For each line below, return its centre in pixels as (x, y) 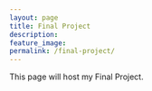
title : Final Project (50, 26)
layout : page (34, 18)
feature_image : (38, 43)
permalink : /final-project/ (62, 51)
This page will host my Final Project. (76, 77)
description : (34, 34)
